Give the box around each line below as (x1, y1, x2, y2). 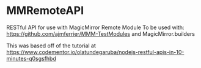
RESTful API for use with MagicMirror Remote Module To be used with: (6, 24, 185, 31)
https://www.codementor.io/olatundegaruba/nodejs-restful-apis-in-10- (6, 48, 185, 55)
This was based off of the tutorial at (6, 42, 97, 49)
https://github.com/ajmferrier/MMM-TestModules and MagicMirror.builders (6, 30, 196, 37)
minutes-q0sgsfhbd (6, 55, 57, 62)
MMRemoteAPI (6, 4, 84, 18)
